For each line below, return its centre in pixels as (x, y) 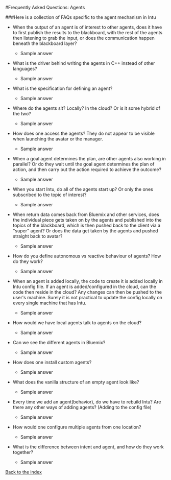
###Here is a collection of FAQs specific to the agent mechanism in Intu (81, 17)
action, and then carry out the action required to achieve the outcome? (87, 170)
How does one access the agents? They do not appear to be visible (83, 133)
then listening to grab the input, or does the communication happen (83, 38)
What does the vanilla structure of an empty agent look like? (76, 382)
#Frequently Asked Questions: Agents (45, 7)
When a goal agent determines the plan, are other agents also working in (89, 159)
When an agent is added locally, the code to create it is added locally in (88, 281)
